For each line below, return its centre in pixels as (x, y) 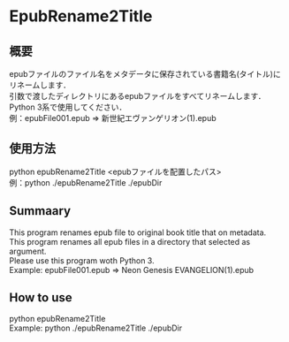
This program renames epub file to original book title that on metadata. (138, 232)
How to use (41, 298)
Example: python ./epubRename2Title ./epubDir (96, 328)
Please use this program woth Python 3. (82, 260)
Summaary (40, 211)
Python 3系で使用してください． (68, 107)
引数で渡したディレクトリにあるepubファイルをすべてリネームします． (138, 96)
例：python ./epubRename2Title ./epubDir (86, 182)
